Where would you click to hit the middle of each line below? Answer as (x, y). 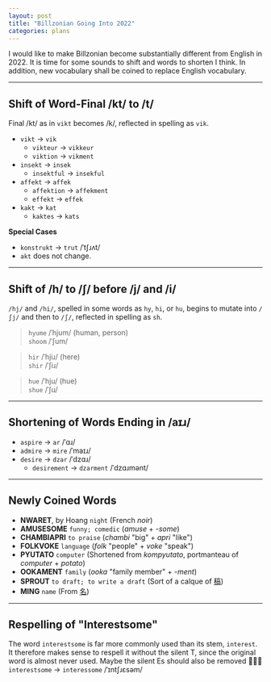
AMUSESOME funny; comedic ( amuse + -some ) (100, 529)
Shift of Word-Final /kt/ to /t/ (81, 104)
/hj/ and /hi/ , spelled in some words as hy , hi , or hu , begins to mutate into (133, 308)
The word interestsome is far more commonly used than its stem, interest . (133, 644)
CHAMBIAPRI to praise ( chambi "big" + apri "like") (106, 537)
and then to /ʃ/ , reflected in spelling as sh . (92, 317)
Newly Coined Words (63, 501)
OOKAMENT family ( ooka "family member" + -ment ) (108, 571)
